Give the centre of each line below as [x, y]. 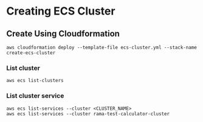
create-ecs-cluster [31, 53]
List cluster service [35, 96]
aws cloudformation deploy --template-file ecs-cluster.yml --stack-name [102, 47]
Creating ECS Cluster [61, 11]
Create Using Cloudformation [63, 34]
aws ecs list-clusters [35, 81]
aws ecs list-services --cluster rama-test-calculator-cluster [88, 114]
